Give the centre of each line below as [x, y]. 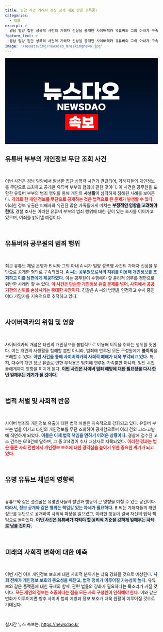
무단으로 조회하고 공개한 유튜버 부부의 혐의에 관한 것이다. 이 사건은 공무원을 [81, 187]
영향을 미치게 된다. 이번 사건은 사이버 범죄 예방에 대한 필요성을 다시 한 [91, 369]
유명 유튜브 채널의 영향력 [40, 480]
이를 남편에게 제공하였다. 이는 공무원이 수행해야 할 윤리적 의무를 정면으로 [86, 278]
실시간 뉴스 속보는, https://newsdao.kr [42, 624]
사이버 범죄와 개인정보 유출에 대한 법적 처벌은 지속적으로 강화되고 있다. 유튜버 [78, 423]
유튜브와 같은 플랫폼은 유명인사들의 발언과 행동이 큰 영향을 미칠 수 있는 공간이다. [81, 502]
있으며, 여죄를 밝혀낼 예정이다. [33, 218]
